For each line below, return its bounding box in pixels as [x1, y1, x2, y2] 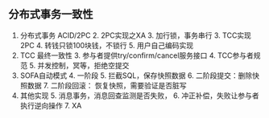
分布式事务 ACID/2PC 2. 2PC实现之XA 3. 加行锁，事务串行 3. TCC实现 [19, 31, 252, 40]
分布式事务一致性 [8, 7, 93, 22]
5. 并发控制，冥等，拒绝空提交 [29, 60, 130, 70]
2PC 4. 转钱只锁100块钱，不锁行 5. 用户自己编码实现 [19, 40, 194, 50]
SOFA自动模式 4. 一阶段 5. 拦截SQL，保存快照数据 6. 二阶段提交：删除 [19, 71, 253, 80]
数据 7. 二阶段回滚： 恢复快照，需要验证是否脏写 [27, 80, 187, 90]
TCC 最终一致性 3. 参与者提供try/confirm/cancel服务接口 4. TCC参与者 [19, 51, 254, 60]
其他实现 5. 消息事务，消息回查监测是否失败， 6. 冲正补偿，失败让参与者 [19, 91, 259, 100]
